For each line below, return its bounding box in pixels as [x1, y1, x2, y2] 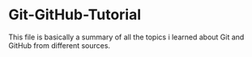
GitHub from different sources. [8, 40, 111, 50]
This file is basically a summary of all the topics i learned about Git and [8, 32, 245, 42]
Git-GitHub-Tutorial [8, 6, 142, 24]
